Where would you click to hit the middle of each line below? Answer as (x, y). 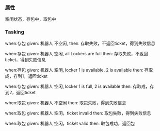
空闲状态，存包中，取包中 (31, 19)
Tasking (15, 32)
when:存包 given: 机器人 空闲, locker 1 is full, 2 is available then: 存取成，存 (80, 86)
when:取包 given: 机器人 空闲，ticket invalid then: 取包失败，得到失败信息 (78, 113)
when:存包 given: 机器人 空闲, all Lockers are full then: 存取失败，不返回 (77, 53)
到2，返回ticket (20, 92)
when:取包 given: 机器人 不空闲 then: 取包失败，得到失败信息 (66, 102)
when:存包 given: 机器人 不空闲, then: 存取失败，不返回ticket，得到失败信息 (80, 43)
